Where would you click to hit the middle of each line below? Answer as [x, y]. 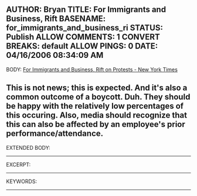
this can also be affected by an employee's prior [96, 124]
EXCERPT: [18, 164]
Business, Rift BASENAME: [56, 19]
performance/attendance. [55, 134]
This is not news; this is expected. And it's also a [97, 88]
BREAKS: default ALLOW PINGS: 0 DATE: [82, 46]
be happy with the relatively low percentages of [95, 106]
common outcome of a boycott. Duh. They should [98, 97]
